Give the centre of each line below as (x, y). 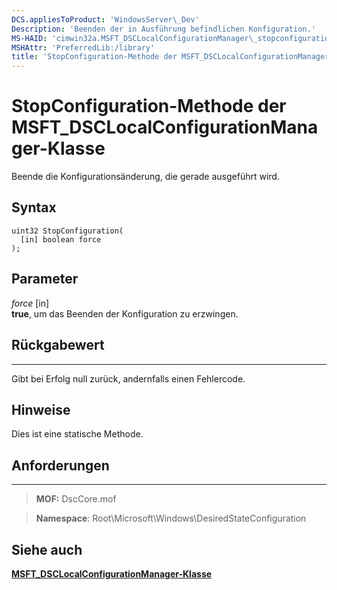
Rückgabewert (58, 345)
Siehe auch (47, 549)
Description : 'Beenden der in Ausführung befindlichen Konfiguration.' (163, 29)
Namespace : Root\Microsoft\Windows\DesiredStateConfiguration (171, 518)
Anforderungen (60, 465)
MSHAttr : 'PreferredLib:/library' (83, 47)
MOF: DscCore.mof (76, 499)
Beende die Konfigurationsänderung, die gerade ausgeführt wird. (145, 177)
